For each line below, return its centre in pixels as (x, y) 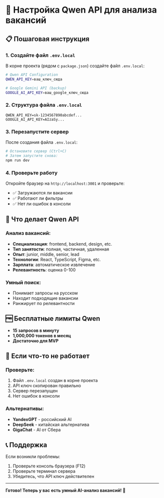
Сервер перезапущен (35, 391)
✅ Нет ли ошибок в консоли (42, 204)
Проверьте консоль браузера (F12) (49, 466)
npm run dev (18, 160)
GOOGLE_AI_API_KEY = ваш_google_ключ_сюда (47, 93)
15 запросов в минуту (36, 330)
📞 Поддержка (27, 445)
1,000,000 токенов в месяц (42, 335)
